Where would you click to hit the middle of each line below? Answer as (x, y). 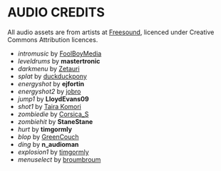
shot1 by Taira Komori (50, 106)
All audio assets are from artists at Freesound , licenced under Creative (111, 32)
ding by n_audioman (48, 144)
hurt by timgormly (45, 129)
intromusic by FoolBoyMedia (60, 53)
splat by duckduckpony (52, 76)
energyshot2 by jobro (49, 91)
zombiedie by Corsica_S (53, 114)
